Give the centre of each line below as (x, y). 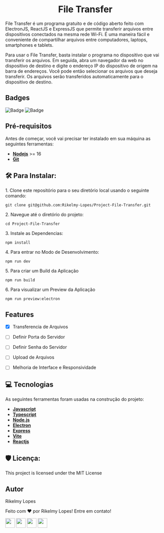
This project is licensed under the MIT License (54, 473)
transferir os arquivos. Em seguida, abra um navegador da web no (74, 60)
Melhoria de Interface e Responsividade (54, 368)
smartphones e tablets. (29, 45)
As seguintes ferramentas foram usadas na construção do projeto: (75, 399)
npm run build (20, 280)
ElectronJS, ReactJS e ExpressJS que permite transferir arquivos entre (79, 28)
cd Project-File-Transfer (32, 224)
